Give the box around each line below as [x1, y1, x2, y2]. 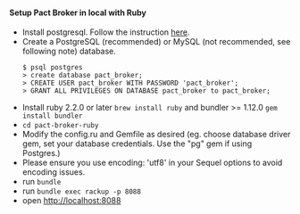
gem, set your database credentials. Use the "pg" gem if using [21, 138, 253, 149]
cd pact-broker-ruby [21, 121, 99, 130]
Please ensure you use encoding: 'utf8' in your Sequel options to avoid [21, 157, 283, 169]
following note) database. [21, 45, 116, 57]
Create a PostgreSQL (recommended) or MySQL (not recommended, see [21, 37, 291, 47]
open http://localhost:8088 [21, 195, 121, 206]
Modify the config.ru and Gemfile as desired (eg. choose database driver [21, 129, 291, 140]
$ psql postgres [21, 63, 83, 72]
